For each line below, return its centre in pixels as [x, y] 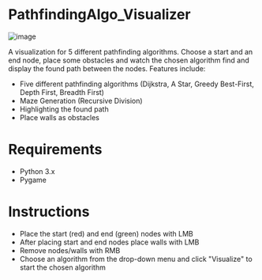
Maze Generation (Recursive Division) [81, 100]
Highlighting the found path [64, 109]
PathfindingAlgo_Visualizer [99, 15]
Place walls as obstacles [60, 117]
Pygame [33, 180]
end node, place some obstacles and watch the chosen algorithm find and [129, 60]
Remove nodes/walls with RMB [70, 250]
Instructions [49, 212]
